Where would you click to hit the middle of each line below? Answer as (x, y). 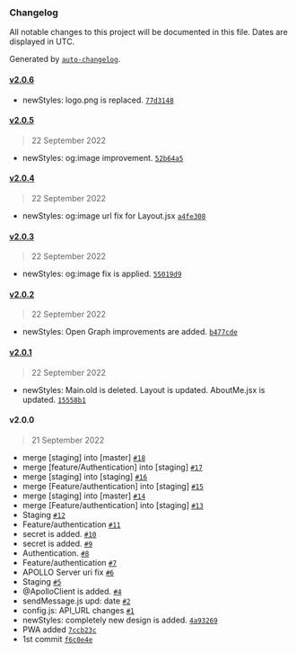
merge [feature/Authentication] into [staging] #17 (113, 467)
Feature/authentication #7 (70, 562)
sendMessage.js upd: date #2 (76, 601)
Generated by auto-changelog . (65, 59)
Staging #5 (42, 581)
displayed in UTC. (42, 41)
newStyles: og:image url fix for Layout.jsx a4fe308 (114, 215)
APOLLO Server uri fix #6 (68, 572)
